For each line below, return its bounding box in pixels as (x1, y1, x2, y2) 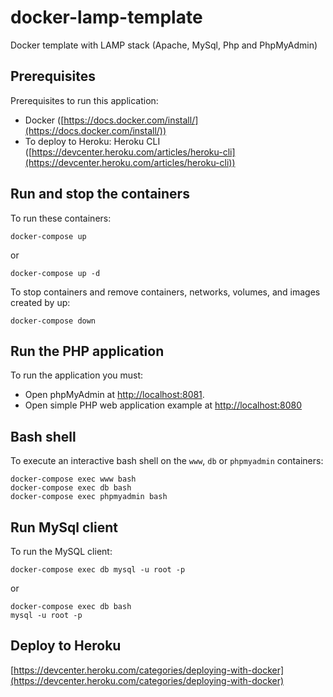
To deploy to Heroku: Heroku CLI (24, 135, 161, 147)
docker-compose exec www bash (10, 474, 137, 485)
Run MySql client (10, 519, 118, 536)
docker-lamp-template (10, 6, 203, 29)
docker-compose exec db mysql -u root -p (10, 565, 186, 575)
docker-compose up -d (10, 268, 101, 278)
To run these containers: (10, 212, 112, 224)
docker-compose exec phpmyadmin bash (10, 492, 168, 502)
